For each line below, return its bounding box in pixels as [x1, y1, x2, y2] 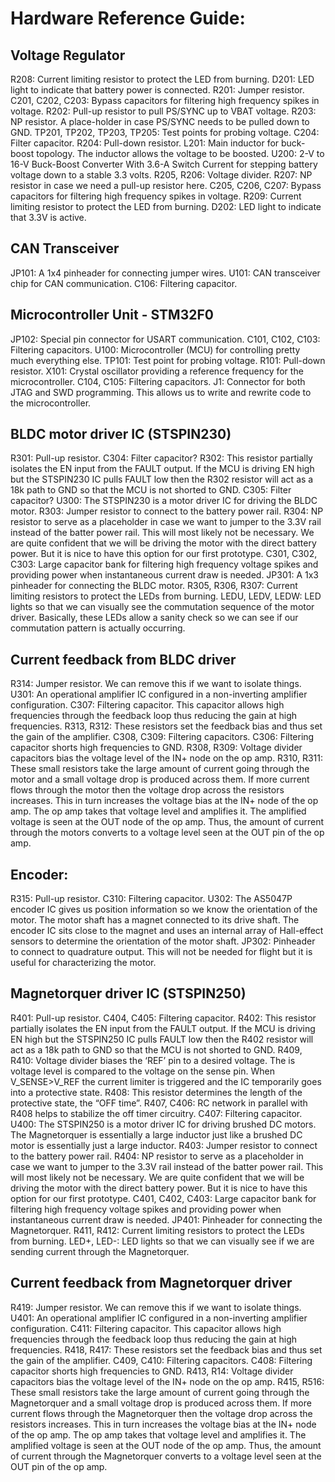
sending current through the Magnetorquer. [10, 1245, 190, 1257]
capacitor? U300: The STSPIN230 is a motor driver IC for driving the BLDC [10, 495, 318, 507]
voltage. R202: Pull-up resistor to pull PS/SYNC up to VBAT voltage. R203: [10, 105, 317, 117]
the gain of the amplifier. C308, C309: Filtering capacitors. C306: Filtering [10, 731, 315, 743]
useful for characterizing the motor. [10, 957, 157, 969]
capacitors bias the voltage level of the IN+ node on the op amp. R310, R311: [10, 752, 323, 764]
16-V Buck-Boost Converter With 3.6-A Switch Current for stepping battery [10, 158, 318, 170]
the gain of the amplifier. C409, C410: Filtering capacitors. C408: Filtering [10, 1354, 313, 1366]
